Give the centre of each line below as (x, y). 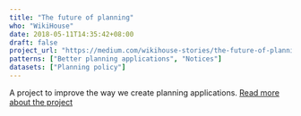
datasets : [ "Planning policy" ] (68, 68)
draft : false (34, 42)
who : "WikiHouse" (42, 26)
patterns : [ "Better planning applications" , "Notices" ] (116, 59)
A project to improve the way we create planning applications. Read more (145, 92)
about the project (41, 102)
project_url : (34, 51)
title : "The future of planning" (72, 17)
